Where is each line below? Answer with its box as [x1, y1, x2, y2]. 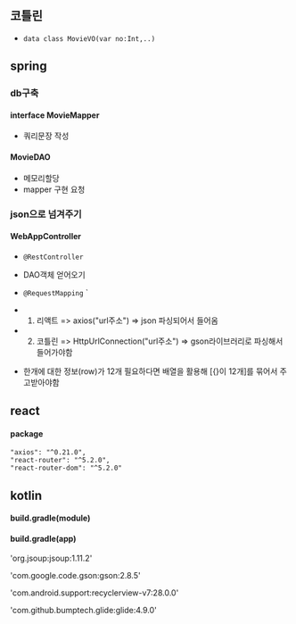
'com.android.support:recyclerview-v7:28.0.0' [10, 587, 179, 598]
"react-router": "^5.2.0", [10, 456, 111, 465]
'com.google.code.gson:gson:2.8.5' [10, 570, 141, 581]
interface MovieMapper [10, 110, 100, 121]
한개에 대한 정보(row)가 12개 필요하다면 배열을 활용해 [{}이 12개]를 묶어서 [22, 365, 278, 377]
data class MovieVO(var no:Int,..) [22, 34, 156, 43]
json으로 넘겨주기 [10, 208, 82, 220]
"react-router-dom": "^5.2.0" [10, 463, 123, 473]
